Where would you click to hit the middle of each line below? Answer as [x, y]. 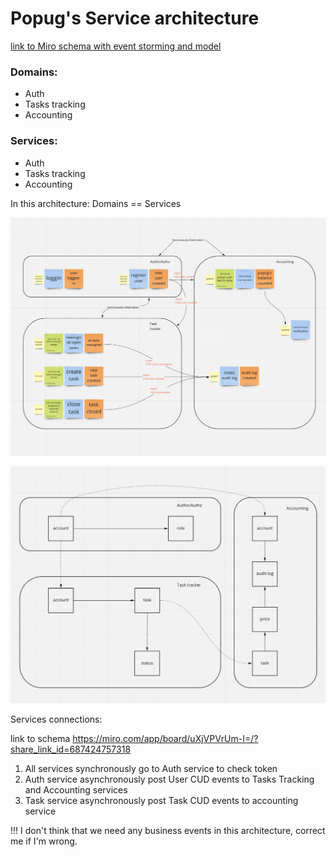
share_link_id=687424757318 [71, 749]
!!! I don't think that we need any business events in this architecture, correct [168, 831]
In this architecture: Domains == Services [96, 203]
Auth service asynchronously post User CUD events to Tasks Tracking [169, 779]
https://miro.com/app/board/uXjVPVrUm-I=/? [165, 739]
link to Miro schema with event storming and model [116, 46]
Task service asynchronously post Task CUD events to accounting [161, 801]
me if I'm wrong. [44, 841]
